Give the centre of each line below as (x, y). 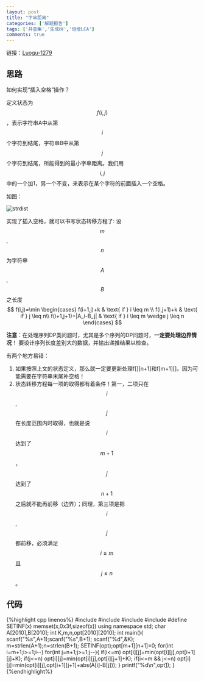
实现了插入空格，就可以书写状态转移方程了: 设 (64, 221)
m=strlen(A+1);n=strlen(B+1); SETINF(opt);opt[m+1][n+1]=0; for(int (90, 645)
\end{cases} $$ (102, 322)
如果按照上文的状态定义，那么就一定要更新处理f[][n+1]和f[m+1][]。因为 (104, 368)
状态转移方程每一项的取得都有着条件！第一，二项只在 (82, 383)
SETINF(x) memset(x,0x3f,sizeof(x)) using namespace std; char (86, 626)
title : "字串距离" (28, 18)
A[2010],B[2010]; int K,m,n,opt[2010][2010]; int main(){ (75, 632)
